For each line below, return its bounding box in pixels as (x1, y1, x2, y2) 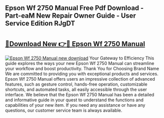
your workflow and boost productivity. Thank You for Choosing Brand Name (5, 66, 159, 71)
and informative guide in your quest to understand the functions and (5, 97, 144, 103)
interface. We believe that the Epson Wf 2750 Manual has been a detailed (5, 92, 154, 97)
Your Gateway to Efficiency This (89, 55, 154, 61)
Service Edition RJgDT (5, 19, 75, 28)
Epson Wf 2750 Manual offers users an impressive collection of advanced (5, 76, 155, 82)
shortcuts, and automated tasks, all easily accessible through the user (5, 87, 147, 92)
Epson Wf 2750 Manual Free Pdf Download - (5, 4, 144, 12)
